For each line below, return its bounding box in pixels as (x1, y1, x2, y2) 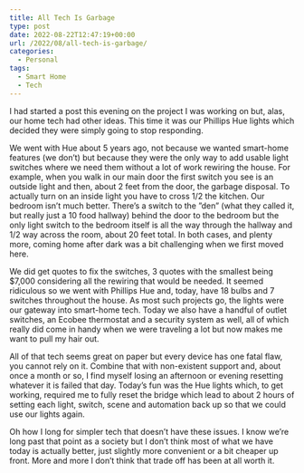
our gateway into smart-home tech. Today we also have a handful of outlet (9, 304, 288, 315)
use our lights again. (9, 409, 86, 420)
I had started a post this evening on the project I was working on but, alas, (9, 105, 285, 116)
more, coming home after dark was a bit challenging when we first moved (9, 238, 284, 249)
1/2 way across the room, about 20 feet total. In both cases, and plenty (9, 228, 273, 240)
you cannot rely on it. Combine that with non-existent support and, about (9, 360, 281, 372)
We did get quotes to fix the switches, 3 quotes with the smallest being (9, 265, 274, 276)
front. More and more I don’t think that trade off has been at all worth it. (9, 455, 275, 466)
